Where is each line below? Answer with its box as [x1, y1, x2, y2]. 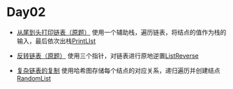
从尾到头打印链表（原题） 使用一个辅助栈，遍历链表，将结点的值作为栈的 [16, 28, 227, 36]
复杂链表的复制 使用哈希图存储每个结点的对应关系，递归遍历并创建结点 [16, 66, 220, 74]
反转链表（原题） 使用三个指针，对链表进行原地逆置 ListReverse [16, 51, 200, 60]
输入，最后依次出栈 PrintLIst [16, 36, 96, 45]
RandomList [16, 74, 52, 82]
